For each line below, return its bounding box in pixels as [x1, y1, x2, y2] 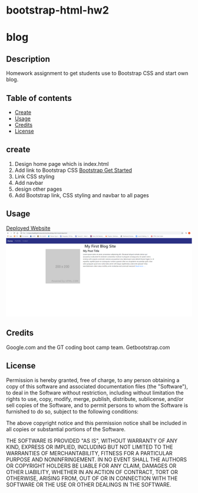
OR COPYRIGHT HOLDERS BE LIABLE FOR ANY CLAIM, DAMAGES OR [6, 462, 177, 469]
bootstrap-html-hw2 [6, 4, 109, 17]
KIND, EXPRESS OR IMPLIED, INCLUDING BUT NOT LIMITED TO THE [6, 443, 173, 450]
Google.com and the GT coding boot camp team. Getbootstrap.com [6, 344, 170, 351]
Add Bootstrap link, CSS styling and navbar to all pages [14, 191, 149, 198]
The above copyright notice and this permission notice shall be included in [6, 419, 187, 426]
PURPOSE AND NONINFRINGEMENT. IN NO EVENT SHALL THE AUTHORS [6, 456, 187, 463]
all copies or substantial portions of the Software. [6, 426, 126, 433]
